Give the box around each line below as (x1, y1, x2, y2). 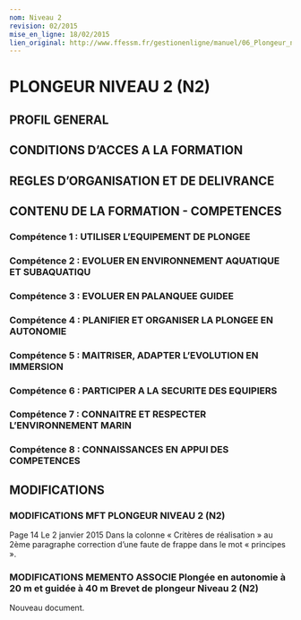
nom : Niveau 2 (9, 13, 63, 22)
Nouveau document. (9, 602, 85, 614)
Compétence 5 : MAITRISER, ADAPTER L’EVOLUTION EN (9, 349, 259, 361)
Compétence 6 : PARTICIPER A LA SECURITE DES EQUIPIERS (9, 384, 278, 397)
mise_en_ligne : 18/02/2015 (9, 30, 110, 39)
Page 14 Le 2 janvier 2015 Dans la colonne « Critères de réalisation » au (9, 530, 273, 540)
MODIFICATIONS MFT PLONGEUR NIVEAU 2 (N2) (9, 509, 226, 521)
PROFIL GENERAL (9, 112, 109, 127)
